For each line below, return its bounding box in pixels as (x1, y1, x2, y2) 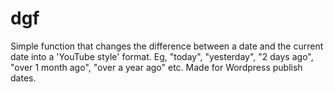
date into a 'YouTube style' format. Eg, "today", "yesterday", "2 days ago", (10, 50, 314, 62)
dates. (10, 72, 37, 84)
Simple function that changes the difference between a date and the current (10, 40, 324, 52)
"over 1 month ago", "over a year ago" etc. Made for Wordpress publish (10, 61, 303, 73)
